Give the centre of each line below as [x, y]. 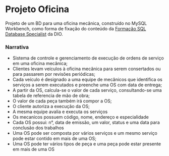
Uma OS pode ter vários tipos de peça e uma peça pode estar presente [87, 144]
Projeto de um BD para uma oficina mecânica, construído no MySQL [76, 23]
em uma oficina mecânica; [40, 64]
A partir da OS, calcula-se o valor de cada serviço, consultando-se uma [87, 90]
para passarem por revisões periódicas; [54, 74]
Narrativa [17, 47]
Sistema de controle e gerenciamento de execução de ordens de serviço [88, 58]
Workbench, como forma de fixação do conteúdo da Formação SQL [76, 28]
